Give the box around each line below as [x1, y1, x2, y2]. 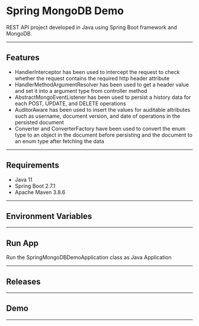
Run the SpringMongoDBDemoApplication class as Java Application [6, 254, 172, 261]
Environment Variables [6, 211, 92, 221]
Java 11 [14, 176, 33, 183]
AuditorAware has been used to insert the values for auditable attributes [14, 106, 191, 113]
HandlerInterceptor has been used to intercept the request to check [14, 68, 180, 75]
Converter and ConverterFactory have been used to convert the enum [14, 125, 186, 132]
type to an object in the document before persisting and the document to [14, 131, 192, 138]
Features [6, 53, 40, 63]
